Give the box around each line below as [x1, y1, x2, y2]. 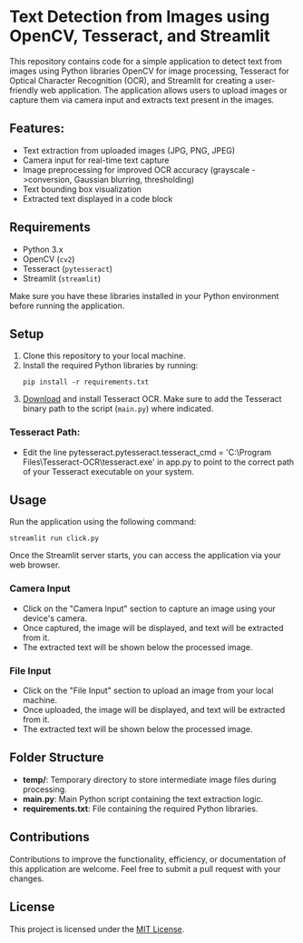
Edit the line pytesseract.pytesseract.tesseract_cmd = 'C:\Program [22, 446, 272, 457]
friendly [9, 85, 39, 95]
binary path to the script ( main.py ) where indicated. [22, 403, 214, 415]
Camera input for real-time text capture [22, 155, 170, 166]
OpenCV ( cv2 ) [22, 253, 75, 265]
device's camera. [22, 612, 88, 624]
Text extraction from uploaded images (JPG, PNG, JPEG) [22, 145, 236, 155]
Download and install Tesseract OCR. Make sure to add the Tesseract [22, 394, 282, 405]
